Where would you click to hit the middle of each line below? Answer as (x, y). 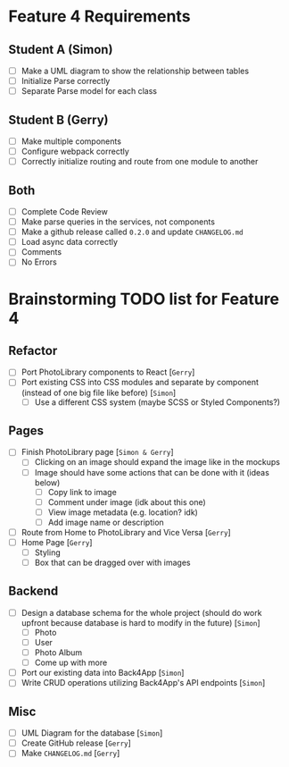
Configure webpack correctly (75, 152)
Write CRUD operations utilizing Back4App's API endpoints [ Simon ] (143, 683)
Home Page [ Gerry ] (57, 542)
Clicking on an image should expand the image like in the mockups (157, 462)
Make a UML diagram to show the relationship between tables (135, 71)
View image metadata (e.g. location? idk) (123, 512)
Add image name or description (106, 522)
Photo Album (58, 653)
